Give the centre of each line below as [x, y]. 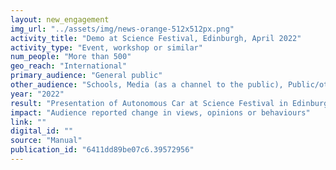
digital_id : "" [42, 131]
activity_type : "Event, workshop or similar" [106, 47]
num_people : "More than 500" [71, 57]
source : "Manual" [46, 141]
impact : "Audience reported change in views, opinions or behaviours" [160, 112]
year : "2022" [37, 94]
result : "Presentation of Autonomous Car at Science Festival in [149, 103]
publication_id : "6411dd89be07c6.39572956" [102, 150]
